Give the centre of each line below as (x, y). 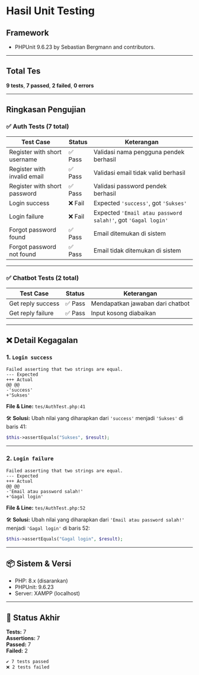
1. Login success (29, 357)
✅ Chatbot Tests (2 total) (42, 278)
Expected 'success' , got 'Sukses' (141, 203)
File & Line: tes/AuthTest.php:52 (46, 507)
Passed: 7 (19, 645)
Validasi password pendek (130, 186)
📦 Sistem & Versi (39, 563)
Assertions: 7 (23, 638)
